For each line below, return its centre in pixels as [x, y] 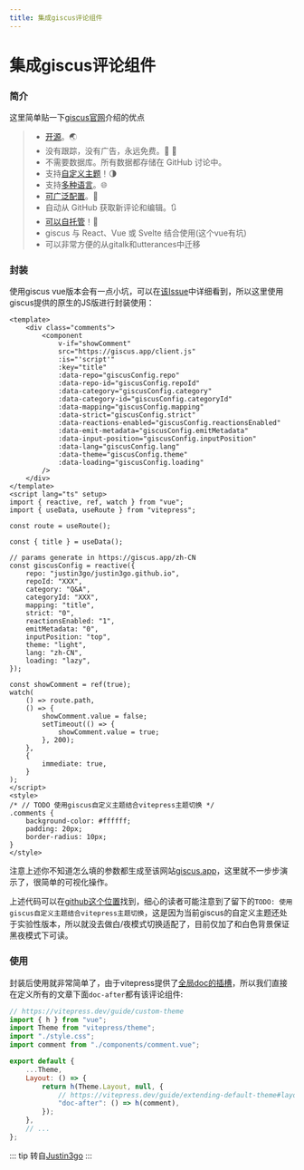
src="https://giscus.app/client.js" [127, 352]
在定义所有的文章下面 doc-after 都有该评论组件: [96, 994]
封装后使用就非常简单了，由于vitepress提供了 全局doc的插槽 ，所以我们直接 [148, 982]
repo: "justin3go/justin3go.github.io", [103, 574]
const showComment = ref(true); [70, 685]
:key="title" [82, 368]
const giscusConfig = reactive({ [72, 566]
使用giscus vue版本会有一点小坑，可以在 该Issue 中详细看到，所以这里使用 [147, 292]
